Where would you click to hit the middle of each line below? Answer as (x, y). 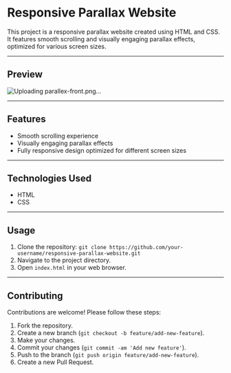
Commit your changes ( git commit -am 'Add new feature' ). (102, 348)
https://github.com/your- (146, 248)
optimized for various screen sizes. (57, 46)
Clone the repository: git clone (62, 247)
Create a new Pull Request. (55, 362)
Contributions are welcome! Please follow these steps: (84, 312)
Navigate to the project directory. (64, 260)
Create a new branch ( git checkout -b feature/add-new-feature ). (111, 333)
